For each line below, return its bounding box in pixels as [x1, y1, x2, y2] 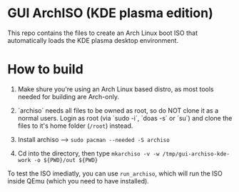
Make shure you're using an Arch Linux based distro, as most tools [17, 84, 214, 94]
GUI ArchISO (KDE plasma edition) [7, 5, 214, 21]
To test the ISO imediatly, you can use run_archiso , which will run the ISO [7, 169, 223, 178]
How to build [7, 61, 83, 78]
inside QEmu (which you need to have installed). [7, 176, 150, 185]
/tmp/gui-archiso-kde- [162, 150, 230, 158]
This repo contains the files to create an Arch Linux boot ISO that [7, 29, 198, 37]
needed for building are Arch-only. [17, 92, 120, 101]
